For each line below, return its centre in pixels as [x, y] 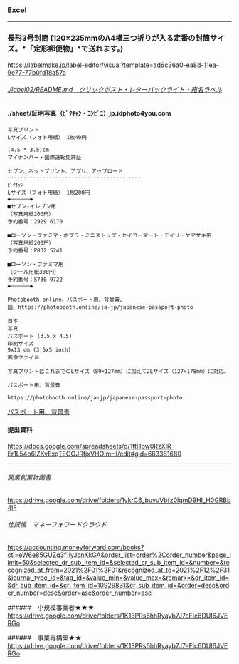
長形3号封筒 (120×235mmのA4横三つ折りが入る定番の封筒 [109, 39]
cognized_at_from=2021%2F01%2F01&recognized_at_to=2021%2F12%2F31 [118, 570]
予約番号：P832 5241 [35, 251]
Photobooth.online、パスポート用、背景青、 [67, 300]
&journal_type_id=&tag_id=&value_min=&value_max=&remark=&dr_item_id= [118, 578]
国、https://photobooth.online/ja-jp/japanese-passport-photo [100, 307]
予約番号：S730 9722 [35, 280]
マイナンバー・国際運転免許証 [44, 158]
